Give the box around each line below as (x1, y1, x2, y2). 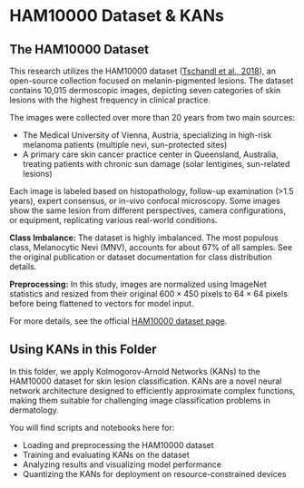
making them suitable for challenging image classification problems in (9, 395, 270, 405)
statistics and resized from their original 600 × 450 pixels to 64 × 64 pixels (9, 288, 289, 299)
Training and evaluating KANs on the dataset (22, 449, 191, 460)
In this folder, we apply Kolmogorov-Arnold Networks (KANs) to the (9, 366, 260, 376)
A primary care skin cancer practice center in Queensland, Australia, (22, 149, 279, 160)
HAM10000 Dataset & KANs (9, 5, 225, 26)
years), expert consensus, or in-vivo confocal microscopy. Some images (9, 196, 281, 206)
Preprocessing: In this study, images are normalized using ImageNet (9, 278, 268, 289)
